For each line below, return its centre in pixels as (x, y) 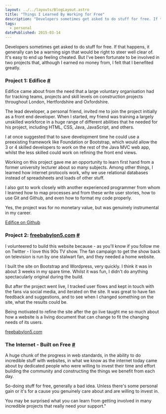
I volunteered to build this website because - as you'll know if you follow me (82, 246)
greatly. (13, 68)
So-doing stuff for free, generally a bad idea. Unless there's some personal (82, 386)
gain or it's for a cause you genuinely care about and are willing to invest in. (82, 391)
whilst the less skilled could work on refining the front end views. (71, 153)
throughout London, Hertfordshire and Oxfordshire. (57, 102)
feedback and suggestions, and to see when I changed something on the (80, 297)
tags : (11, 23)
